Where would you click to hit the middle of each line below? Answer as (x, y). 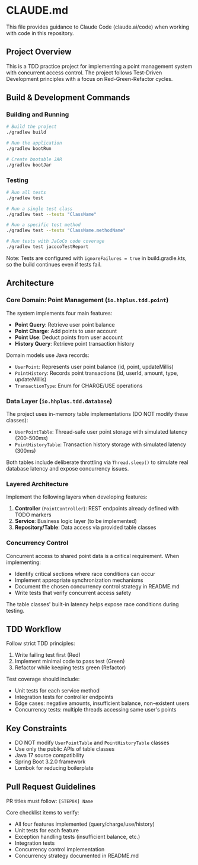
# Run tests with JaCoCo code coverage (55, 242)
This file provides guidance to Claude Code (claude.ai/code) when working (98, 27)
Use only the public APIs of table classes (65, 749)
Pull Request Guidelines (51, 787)
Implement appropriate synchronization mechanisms (79, 580)
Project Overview (39, 52)
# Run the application (34, 143)
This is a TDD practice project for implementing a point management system (99, 66)
